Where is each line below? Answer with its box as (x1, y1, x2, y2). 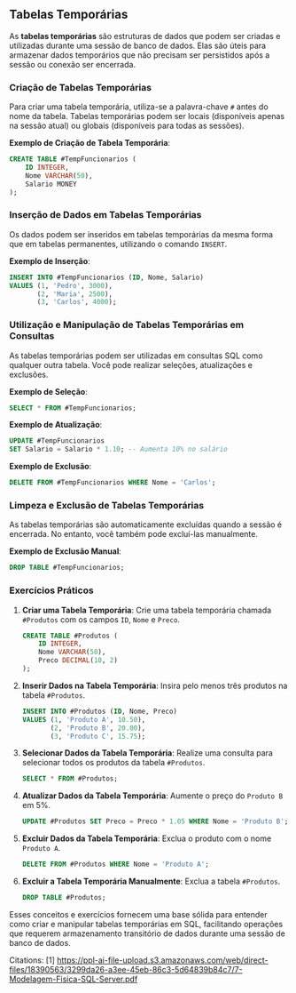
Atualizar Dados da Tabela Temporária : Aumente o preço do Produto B (21, 790, 284, 801)
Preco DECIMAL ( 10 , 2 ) (38, 656, 118, 665)
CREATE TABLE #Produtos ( (21, 631, 118, 640)
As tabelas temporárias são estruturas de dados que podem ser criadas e (9, 30, 281, 41)
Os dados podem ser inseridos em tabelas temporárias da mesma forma (9, 228, 273, 239)
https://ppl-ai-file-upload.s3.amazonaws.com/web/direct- (56, 955, 269, 965)
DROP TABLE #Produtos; (21, 893, 106, 902)
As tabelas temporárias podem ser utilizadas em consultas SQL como (9, 350, 263, 361)
